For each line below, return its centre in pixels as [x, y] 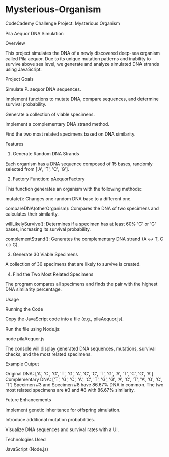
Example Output [22, 364]
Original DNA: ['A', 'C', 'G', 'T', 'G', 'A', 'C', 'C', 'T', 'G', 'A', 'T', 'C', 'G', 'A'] [79, 373]
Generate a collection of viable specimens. [50, 114]
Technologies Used [25, 439]
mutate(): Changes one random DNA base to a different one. [69, 198]
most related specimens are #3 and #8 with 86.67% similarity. [70, 390]
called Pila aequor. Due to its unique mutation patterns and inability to [78, 58]
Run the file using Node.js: [33, 329]
